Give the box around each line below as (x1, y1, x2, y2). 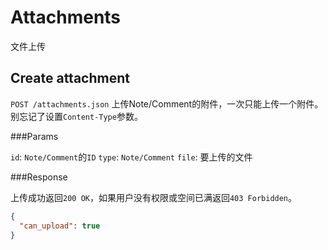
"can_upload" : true (19, 221, 101, 231)
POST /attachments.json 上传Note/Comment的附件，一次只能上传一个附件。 (10, 97, 324, 110)
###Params (10, 130, 59, 142)
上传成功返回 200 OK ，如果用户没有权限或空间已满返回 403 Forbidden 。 (10, 191, 298, 203)
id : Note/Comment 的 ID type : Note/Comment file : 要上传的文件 (10, 151, 253, 163)
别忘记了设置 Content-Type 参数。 (10, 110, 143, 122)
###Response (10, 171, 68, 183)
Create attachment (10, 70, 130, 87)
